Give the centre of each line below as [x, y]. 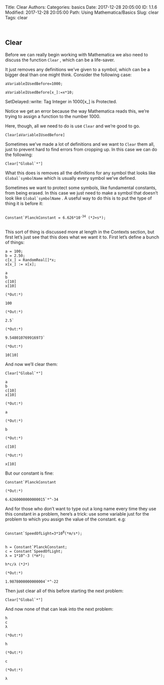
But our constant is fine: [29, 473]
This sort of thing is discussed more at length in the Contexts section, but [80, 232]
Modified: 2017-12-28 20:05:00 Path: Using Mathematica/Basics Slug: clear [82, 12]
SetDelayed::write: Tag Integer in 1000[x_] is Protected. [61, 101]
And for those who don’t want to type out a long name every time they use [81, 509]
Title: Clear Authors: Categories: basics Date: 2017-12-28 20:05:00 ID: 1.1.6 [81, 7]
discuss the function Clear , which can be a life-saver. [60, 60]
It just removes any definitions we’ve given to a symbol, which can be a [78, 69]
